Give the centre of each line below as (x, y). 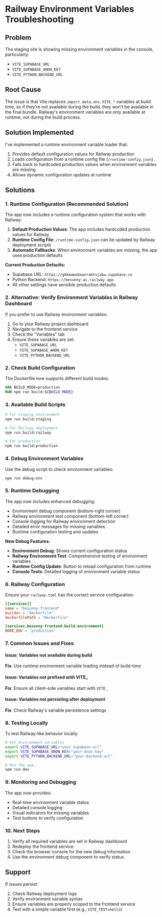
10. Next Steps (23, 830)
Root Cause (23, 90)
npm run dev (17, 770)
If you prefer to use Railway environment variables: (56, 314)
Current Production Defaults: (35, 265)
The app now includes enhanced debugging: (50, 501)
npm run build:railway (28, 433)
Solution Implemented (40, 133)
